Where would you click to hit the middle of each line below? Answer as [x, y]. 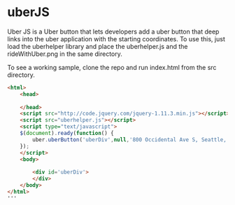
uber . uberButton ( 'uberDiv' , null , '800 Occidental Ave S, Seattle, [130, 140]
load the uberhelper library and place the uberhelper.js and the [98, 46]
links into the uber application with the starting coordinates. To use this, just [116, 38]
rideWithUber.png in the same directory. [65, 54]
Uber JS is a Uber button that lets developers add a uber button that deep [113, 31]
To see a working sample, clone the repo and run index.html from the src [112, 67]
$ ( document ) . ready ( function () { [67, 134]
